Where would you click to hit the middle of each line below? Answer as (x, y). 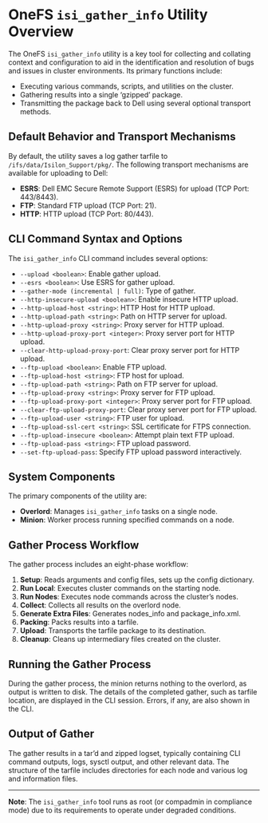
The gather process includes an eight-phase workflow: (99, 564)
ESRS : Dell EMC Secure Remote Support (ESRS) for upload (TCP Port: (134, 188)
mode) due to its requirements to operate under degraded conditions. (122, 810)
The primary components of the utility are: (78, 496)
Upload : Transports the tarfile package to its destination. (113, 631)
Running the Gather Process (80, 664)
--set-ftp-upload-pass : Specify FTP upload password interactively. (130, 452)
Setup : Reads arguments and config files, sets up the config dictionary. (137, 580)
